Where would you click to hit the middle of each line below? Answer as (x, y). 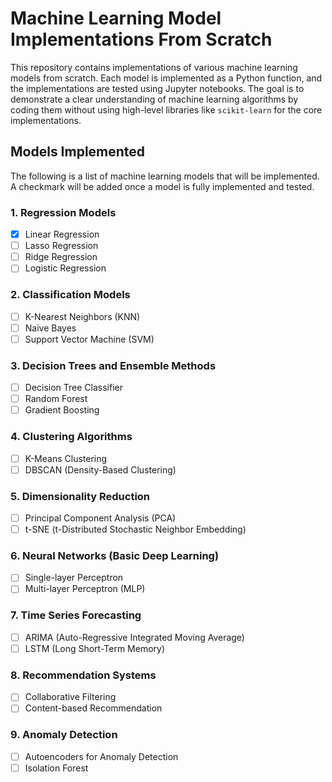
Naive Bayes (50, 328)
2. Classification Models (70, 295)
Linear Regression (62, 234)
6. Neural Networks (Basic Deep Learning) (115, 556)
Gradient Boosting (62, 410)
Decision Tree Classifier (74, 388)
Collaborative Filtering (70, 697)
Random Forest (56, 399)
